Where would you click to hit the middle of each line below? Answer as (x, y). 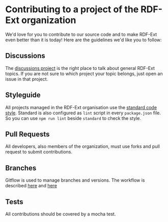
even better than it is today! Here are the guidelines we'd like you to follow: (83, 40)
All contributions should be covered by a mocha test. (61, 214)
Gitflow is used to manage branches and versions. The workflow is (75, 180)
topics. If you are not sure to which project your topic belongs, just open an (84, 73)
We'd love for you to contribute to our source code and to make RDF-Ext (81, 34)
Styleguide (23, 95)
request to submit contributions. (39, 152)
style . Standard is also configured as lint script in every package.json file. (83, 113)
